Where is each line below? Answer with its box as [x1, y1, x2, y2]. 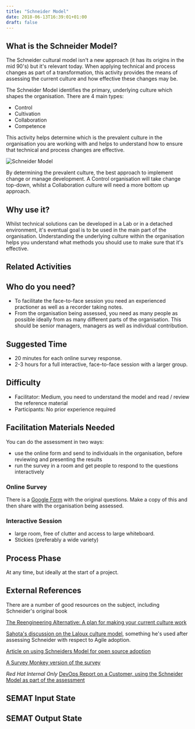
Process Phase [6, 553, 62, 563]
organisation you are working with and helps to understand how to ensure [6, 140, 183, 147]
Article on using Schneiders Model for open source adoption [6, 647, 151, 655]
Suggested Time [6, 339, 68, 349]
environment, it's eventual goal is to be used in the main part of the [6, 226, 167, 233]
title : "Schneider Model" [6, 8, 69, 15]
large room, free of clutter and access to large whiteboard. [14, 530, 155, 537]
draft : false [6, 19, 38, 25]
